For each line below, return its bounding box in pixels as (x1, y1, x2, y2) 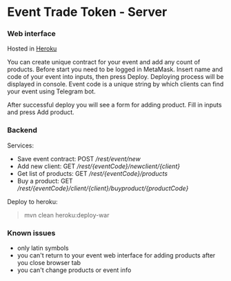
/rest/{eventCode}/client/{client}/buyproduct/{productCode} (17, 184, 189, 192)
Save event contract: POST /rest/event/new (17, 154, 141, 163)
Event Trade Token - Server (7, 4, 168, 20)
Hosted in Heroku (7, 44, 57, 53)
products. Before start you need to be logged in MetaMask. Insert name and (7, 65, 223, 73)
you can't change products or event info (17, 266, 132, 274)
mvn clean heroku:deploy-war (23, 210, 110, 219)
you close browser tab (17, 259, 81, 267)
